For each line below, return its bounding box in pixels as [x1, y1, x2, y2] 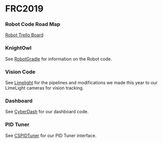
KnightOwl [5, 44, 31, 51]
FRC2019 [5, 3, 44, 14]
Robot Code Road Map [5, 21, 61, 28]
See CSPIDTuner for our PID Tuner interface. [5, 133, 97, 139]
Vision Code [5, 68, 36, 75]
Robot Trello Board [5, 32, 44, 38]
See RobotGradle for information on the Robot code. [5, 56, 112, 62]
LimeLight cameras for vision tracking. [5, 85, 84, 91]
